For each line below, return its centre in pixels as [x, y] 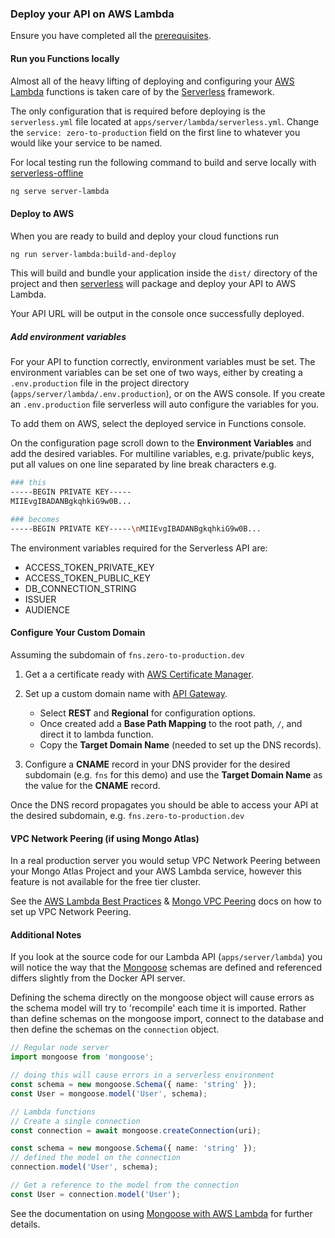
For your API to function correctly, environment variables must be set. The [163, 362]
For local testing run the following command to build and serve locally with [163, 162]
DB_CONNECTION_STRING [80, 588]
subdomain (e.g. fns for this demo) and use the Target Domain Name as [173, 775]
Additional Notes [46, 934]
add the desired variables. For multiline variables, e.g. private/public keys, [162, 454]
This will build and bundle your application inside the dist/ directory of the [164, 273]
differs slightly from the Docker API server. [98, 978]
